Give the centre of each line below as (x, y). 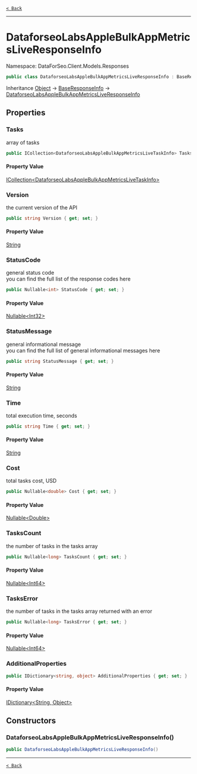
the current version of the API (42, 207)
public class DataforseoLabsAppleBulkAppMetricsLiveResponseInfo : (90, 76)
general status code (30, 273)
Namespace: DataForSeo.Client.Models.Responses (67, 66)
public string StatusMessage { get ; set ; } (60, 361)
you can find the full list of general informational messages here (83, 351)
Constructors (31, 720)
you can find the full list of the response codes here (68, 279)
